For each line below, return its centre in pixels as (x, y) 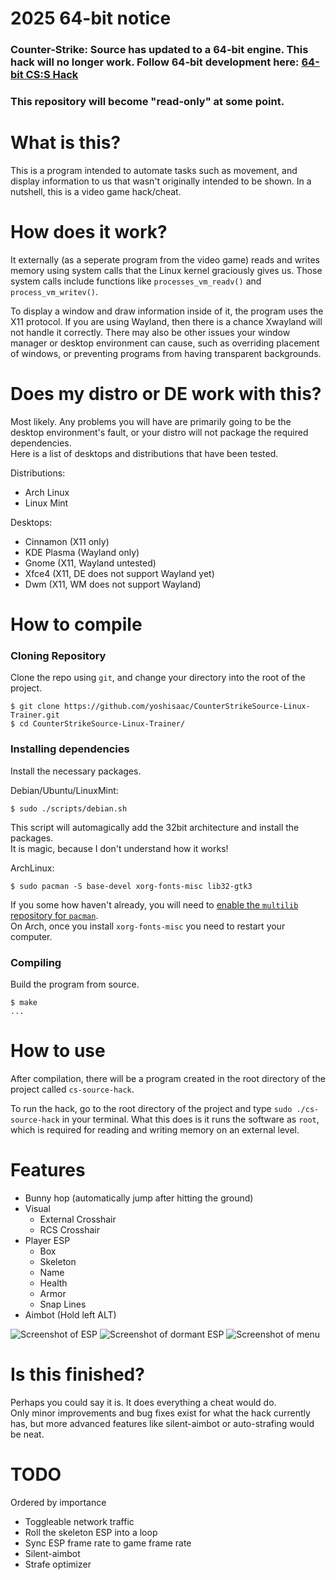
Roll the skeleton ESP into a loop (91, 1532)
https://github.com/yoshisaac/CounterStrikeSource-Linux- (187, 707)
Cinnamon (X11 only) (67, 541)
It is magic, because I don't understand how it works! (119, 848)
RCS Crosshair (69, 1229)
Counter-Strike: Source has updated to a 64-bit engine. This (159, 50)
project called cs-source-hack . (72, 1089)
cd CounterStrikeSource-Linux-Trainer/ (102, 724)
